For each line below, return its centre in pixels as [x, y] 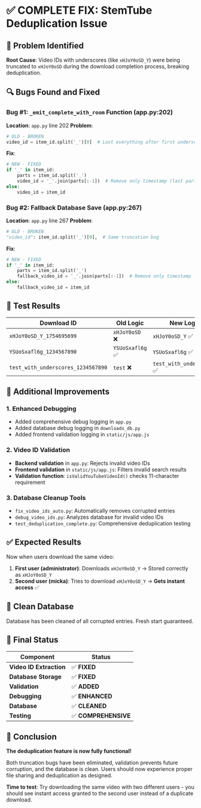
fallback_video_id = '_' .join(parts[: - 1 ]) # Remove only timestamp [104, 276]
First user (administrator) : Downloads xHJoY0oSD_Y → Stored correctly [101, 568]
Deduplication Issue [57, 24]
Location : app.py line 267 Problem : [50, 220]
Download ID [58, 323]
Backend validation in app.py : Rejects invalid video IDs [83, 463]
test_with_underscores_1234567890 [58, 367]
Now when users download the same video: [60, 556]
